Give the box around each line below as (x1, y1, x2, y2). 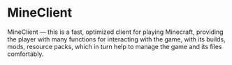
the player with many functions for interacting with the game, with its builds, (7, 35, 226, 43)
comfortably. (7, 50, 44, 58)
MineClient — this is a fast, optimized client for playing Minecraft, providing (7, 28, 224, 36)
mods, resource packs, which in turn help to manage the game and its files (7, 42, 222, 50)
